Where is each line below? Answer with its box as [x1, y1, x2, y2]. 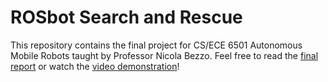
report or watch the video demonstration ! [10, 60, 180, 72]
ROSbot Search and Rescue [10, 6, 243, 29]
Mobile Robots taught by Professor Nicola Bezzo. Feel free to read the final [10, 49, 319, 61]
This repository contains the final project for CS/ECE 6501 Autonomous [10, 39, 303, 51]
